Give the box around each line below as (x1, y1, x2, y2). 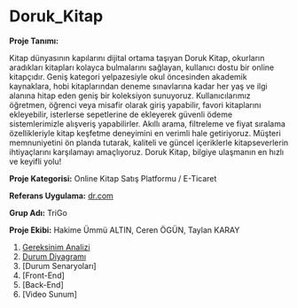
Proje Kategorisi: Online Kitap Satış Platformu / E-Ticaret (9, 173, 217, 183)
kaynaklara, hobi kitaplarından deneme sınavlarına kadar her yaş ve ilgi (9, 81, 268, 91)
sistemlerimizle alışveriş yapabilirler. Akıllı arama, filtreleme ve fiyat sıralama (9, 118, 286, 129)
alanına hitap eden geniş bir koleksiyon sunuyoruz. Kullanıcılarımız (9, 90, 251, 101)
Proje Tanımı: (9, 35, 59, 46)
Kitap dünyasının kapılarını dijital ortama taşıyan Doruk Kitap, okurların (9, 52, 265, 63)
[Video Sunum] (21, 289, 78, 299)
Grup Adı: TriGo (9, 207, 68, 218)
